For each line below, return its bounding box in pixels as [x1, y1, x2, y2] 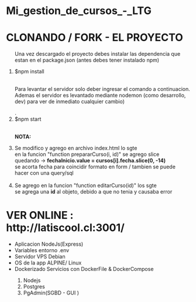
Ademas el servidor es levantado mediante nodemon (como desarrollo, [14, 92, 186, 99]
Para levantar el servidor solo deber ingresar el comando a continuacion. [14, 86, 190, 93]
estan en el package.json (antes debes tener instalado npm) [14, 57, 160, 64]
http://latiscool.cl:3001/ [6, 221, 125, 235]
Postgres [23, 283, 45, 290]
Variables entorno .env [14, 247, 70, 254]
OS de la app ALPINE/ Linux [14, 259, 82, 266]
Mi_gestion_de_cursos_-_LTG [6, 4, 152, 18]
